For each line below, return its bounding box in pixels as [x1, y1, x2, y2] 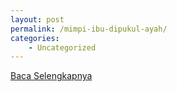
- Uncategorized [28, 42, 97, 53]
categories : [10, 33, 60, 43]
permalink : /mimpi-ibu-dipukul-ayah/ [10, 24, 168, 34]
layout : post [10, 14, 65, 25]
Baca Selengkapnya [10, 70, 93, 82]
